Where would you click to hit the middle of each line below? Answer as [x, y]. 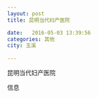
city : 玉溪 [22, 46]
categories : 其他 [31, 39]
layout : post [26, 14]
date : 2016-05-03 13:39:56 [49, 33]
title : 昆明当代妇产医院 [39, 20]
